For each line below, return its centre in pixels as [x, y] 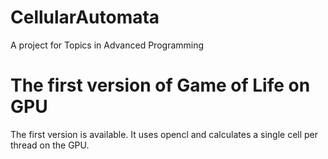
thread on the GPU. [50, 145]
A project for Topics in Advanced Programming [107, 45]
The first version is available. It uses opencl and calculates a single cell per [164, 134]
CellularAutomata [85, 17]
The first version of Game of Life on [160, 85]
